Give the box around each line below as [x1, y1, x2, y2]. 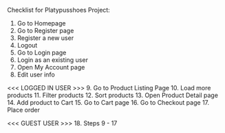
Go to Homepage [17, 19, 66, 27]
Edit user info [17, 70, 55, 79]
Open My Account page [17, 63, 85, 71]
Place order [7, 106, 40, 114]
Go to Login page [17, 48, 67, 57]
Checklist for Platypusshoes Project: [7, 6, 110, 14]
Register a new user [17, 34, 74, 42]
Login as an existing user [17, 56, 88, 64]
